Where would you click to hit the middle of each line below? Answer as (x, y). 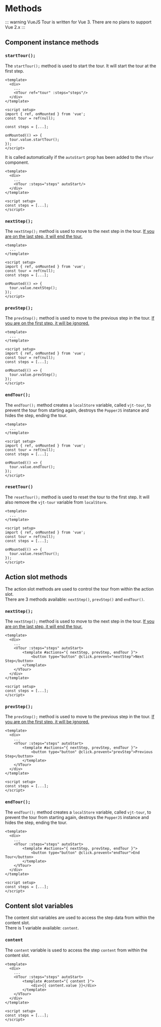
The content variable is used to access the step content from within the (76, 950)
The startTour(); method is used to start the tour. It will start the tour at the (81, 66)
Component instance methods (52, 43)
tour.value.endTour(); (32, 467)
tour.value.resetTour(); (34, 553)
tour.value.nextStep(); (33, 288)
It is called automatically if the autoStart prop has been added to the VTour (80, 157)
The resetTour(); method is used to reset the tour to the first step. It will (77, 497)
